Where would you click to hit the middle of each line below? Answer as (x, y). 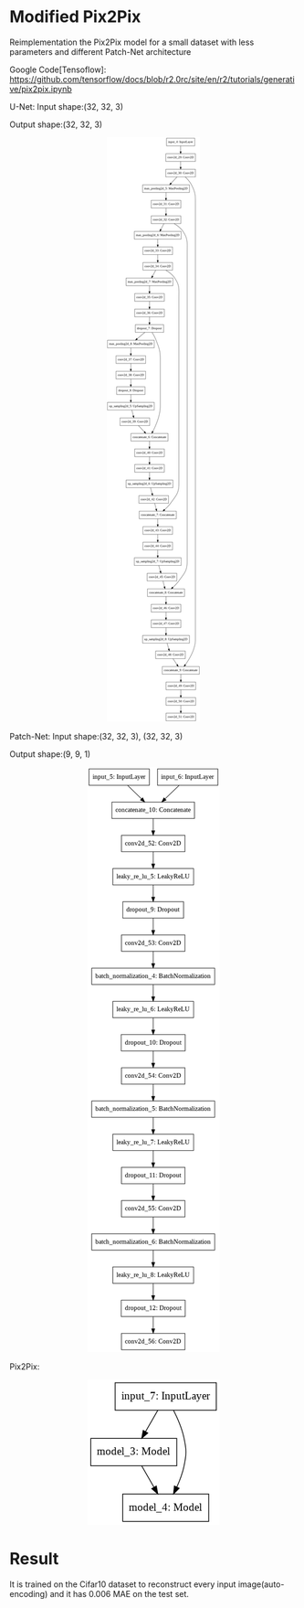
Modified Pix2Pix (75, 17)
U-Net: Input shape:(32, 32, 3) (66, 106)
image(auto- (261, 1584)
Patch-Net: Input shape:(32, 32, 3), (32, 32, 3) (96, 736)
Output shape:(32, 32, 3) (56, 124)
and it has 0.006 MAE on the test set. (120, 1593)
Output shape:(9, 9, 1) (50, 754)
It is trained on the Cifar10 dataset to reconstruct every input (123, 1584)
